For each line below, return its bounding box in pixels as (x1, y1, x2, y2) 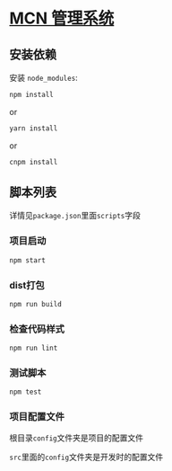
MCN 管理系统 (9, 8, 115, 29)
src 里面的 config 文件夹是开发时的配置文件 (9, 451, 164, 463)
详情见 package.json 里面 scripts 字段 (9, 210, 142, 221)
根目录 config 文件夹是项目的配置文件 (9, 432, 143, 443)
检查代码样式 (9, 323, 65, 335)
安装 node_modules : (9, 73, 78, 83)
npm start (9, 255, 47, 265)
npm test (9, 387, 42, 396)
